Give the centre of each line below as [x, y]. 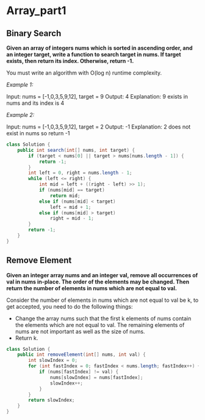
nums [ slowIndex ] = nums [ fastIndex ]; [96, 377]
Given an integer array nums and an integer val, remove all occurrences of [102, 275]
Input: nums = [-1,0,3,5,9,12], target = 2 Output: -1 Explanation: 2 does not [99, 127]
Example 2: [20, 115]
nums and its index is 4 [35, 103]
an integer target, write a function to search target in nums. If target [94, 54]
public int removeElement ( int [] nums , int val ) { [82, 355]
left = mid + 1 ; [70, 207]
